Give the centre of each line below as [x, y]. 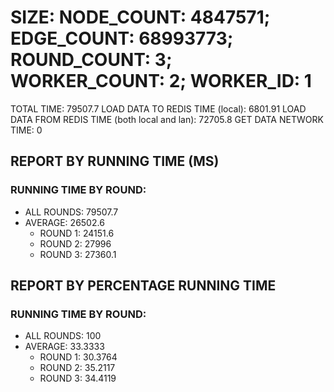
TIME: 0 [26, 130]
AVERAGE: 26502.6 [64, 222]
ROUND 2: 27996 [75, 243]
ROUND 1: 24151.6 [77, 233]
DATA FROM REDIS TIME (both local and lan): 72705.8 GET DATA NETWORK [167, 119]
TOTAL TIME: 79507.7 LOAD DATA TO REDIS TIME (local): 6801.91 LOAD [158, 108]
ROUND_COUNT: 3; [91, 60]
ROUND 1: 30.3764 [78, 357]
